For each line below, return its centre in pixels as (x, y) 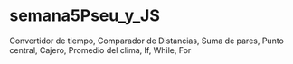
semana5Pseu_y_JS (85, 16)
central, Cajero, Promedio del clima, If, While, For (100, 50)
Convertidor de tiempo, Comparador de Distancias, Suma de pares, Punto (147, 41)
